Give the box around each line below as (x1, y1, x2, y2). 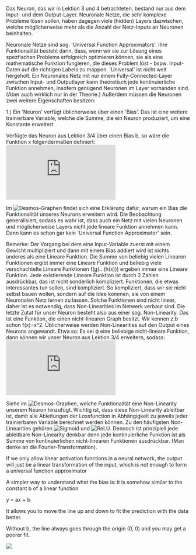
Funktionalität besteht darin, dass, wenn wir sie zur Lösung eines (6, 47, 162, 54)
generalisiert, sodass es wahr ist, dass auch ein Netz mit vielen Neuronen (6, 217, 183, 224)
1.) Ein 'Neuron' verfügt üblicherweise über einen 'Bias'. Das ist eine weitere (6, 108, 188, 115)
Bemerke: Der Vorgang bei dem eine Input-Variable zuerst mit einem (6, 241, 170, 247)
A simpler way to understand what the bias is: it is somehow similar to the (6, 479, 183, 485)
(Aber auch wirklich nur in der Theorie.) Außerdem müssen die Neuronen (6, 91, 182, 98)
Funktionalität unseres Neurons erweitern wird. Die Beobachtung (6, 211, 162, 218)
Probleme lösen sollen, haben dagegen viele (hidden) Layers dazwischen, (6, 18, 184, 24)
